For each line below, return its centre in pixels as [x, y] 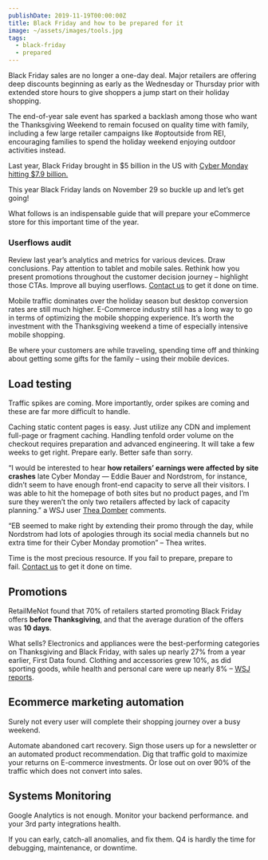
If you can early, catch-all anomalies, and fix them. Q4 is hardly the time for [132, 839]
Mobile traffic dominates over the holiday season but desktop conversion [128, 301]
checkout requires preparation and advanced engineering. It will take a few [132, 444]
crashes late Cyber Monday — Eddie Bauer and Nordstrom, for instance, [128, 476]
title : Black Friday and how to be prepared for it [96, 23]
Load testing [40, 384]
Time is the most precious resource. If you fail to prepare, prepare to [120, 558]
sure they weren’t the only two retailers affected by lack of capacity [119, 502]
